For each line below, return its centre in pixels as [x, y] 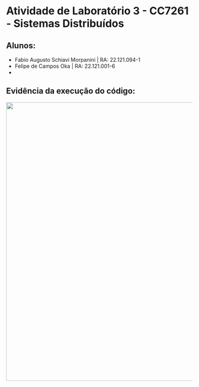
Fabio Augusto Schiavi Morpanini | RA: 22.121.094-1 [78, 60]
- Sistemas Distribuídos [65, 23]
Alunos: [21, 45]
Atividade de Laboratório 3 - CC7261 [97, 11]
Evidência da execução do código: [71, 91]
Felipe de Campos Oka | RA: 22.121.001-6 [65, 66]
